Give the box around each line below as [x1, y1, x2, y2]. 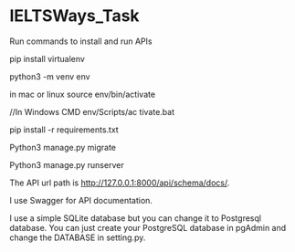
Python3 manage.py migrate [9, 142, 117, 152]
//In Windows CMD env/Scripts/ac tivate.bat [9, 106, 175, 117]
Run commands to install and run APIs [9, 36, 153, 47]
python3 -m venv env [9, 70, 90, 82]
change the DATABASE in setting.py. [9, 232, 146, 243]
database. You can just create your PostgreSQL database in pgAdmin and [9, 222, 287, 233]
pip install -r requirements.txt [9, 124, 119, 135]
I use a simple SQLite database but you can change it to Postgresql [9, 212, 262, 224]
